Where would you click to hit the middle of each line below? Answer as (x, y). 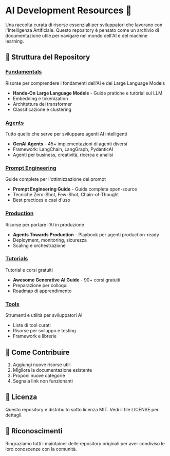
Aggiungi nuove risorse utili (42, 365)
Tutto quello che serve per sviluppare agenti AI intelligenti (66, 134)
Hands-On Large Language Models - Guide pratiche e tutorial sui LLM (88, 93)
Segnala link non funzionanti (43, 381)
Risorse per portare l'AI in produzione (45, 224)
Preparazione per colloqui (40, 285)
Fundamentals (24, 72)
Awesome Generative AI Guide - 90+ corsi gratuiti (67, 280)
